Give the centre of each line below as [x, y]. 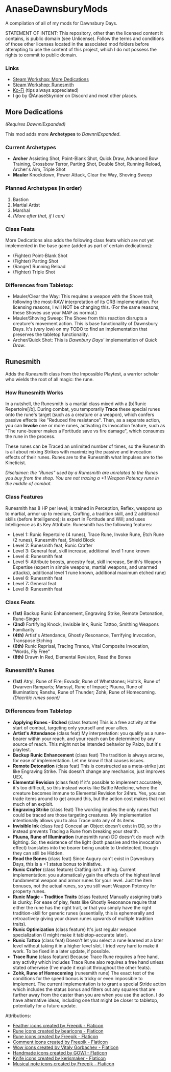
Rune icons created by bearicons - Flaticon [58, 1031]
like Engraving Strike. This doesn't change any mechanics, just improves [89, 771]
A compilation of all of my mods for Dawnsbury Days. [61, 23]
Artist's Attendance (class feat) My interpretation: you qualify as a [83, 733]
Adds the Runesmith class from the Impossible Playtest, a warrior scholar [82, 374]
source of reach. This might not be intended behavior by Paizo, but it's [87, 744]
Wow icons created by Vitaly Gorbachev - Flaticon [66, 1047]
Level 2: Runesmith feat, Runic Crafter [53, 545]
